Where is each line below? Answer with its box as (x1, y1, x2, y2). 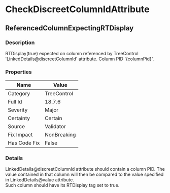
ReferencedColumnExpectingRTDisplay (5, 24, 134, 32)
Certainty (8, 115, 30, 122)
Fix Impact (8, 131, 33, 138)
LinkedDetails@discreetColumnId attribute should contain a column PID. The (5, 166, 165, 172)
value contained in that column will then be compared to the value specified (5, 171, 164, 178)
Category (8, 90, 30, 97)
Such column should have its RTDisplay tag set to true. (5, 182, 120, 188)
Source (8, 123, 25, 130)
